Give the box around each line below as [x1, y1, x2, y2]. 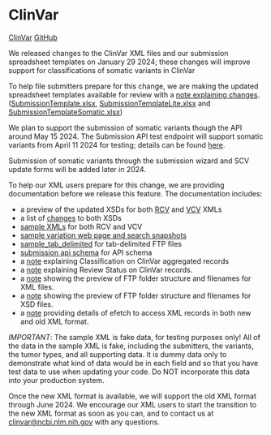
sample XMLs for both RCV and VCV [19, 222, 143, 231]
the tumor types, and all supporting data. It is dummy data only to [8, 349, 227, 359]
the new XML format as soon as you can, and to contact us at [8, 408, 214, 418]
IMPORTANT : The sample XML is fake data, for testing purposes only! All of [8, 332, 261, 342]
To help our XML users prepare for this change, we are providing [8, 180, 225, 190]
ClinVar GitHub [8, 32, 58, 42]
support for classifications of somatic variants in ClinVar [8, 65, 196, 75]
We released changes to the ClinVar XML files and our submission [8, 48, 229, 58]
